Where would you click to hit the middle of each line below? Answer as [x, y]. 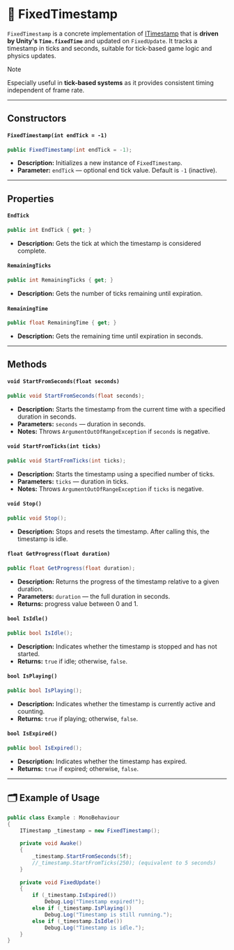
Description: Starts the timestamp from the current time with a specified [121, 409]
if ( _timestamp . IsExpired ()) [75, 895]
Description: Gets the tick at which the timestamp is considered [109, 243]
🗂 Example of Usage [54, 798]
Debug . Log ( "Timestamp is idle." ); [94, 928]
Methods [27, 365]
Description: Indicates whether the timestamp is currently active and [116, 703]
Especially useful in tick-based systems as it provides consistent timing [110, 82]
